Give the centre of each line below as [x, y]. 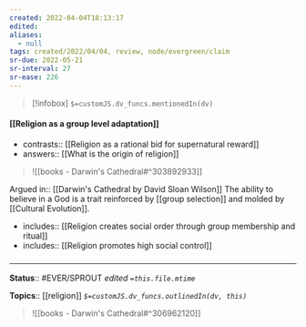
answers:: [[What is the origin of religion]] [101, 153]
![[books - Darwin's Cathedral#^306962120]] [116, 313]
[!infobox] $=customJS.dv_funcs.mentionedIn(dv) [122, 103]
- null [30, 43]
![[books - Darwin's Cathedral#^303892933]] [117, 171]
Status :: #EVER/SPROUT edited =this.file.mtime [102, 278]
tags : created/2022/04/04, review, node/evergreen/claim [120, 52]
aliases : [26, 35]
